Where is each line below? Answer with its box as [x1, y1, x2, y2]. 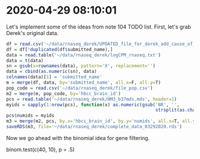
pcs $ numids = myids [6, 113, 55, 119]
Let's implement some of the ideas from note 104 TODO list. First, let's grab [6, 23, 192, 30]
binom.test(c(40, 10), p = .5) [6, 146, 75, 153]
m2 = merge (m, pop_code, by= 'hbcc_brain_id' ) [6, 90, 121, 97]
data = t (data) [6, 58, 44, 63]
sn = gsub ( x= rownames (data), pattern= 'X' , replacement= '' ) [6, 63, 156, 69]
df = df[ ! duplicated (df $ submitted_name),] [6, 46, 113, 52]
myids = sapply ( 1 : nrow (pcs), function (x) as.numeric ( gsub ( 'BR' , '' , [6, 101, 180, 107]
